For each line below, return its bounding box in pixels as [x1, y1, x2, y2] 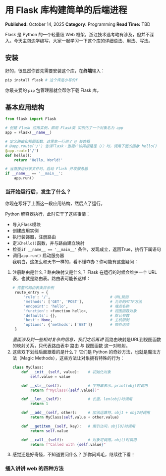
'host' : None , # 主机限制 [23, 318, 130, 323]
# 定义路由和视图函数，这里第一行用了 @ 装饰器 [5, 139, 90, 144]
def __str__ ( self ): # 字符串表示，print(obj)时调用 [21, 383, 148, 388]
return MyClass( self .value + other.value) [30, 415, 119, 420]
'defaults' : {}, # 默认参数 [23, 313, 130, 318]
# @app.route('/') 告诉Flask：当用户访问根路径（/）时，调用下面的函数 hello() [5, 143, 158, 149]
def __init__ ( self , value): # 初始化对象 [21, 369, 111, 374]
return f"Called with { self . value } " [30, 442, 106, 447]
